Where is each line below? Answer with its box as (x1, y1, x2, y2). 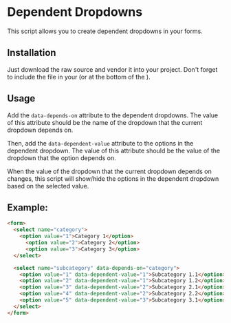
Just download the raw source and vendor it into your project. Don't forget (7, 65, 218, 73)
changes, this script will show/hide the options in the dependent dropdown (7, 174, 219, 183)
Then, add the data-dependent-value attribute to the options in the (7, 139, 194, 147)
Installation (7, 47, 56, 59)
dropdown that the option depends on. (7, 153, 117, 162)
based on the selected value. (7, 182, 89, 190)
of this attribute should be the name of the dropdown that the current (7, 118, 203, 126)
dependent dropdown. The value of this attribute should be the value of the (7, 146, 221, 155)
